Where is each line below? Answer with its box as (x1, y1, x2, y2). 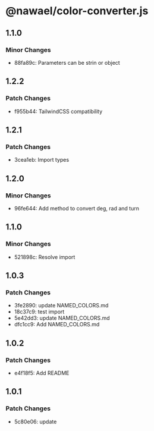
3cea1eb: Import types (14, 156, 70, 163)
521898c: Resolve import (14, 253, 76, 260)
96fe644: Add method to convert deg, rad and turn (14, 205, 139, 212)
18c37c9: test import (14, 308, 65, 316)
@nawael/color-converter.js (5, 4, 149, 18)
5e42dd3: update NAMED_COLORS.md (14, 314, 111, 322)
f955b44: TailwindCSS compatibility (14, 108, 103, 115)
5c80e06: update (14, 418, 57, 425)
